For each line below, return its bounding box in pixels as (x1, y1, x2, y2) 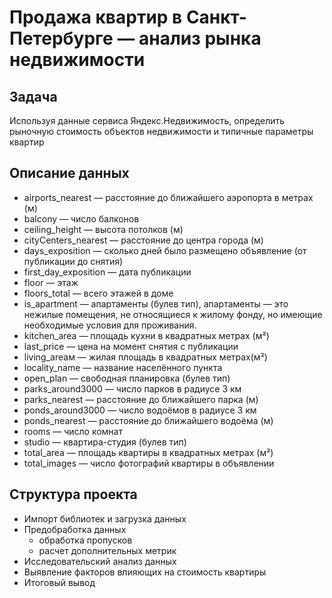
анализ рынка (138, 27, 262, 50)
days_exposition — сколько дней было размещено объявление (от (23, 244, 307, 256)
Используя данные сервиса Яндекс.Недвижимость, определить (9, 115, 286, 126)
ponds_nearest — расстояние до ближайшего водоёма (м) (23, 414, 274, 426)
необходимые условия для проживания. (23, 319, 197, 331)
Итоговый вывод (23, 576, 96, 588)
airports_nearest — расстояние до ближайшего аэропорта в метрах (23, 191, 314, 203)
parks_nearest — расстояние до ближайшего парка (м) (23, 393, 259, 405)
